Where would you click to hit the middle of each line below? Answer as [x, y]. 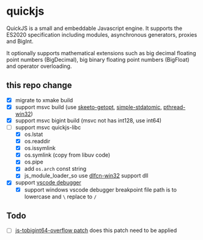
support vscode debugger [48, 182]
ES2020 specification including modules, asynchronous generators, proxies [102, 34]
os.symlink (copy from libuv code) [67, 155]
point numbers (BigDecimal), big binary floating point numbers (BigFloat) [98, 59]
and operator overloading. [39, 66]
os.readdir [37, 141]
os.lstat [34, 134]
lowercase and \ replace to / [60, 197]
